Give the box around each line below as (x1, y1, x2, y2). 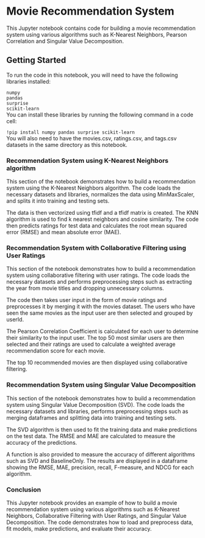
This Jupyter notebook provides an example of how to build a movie (6, 499, 178, 506)
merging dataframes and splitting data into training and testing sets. (6, 414, 177, 421)
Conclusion (6, 485, 41, 493)
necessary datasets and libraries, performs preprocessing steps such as (6, 407, 189, 415)
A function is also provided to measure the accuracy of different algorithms (6, 450, 195, 458)
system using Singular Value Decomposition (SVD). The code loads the (6, 401, 185, 408)
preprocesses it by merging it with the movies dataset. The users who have (6, 303, 195, 310)
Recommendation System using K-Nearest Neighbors (6, 156, 169, 165)
